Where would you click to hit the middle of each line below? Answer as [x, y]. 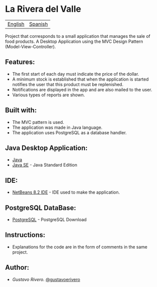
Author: [17, 268]
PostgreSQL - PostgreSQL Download [49, 219]
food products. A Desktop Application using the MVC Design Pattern [74, 41]
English [16, 24]
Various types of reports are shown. [48, 95]
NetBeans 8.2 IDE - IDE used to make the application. [66, 192]
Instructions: [25, 235]
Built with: [21, 110]
